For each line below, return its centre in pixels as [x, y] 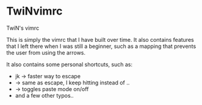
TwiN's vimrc [23, 28]
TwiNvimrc [34, 11]
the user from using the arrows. [46, 52]
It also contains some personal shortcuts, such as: [70, 64]
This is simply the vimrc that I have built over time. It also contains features [100, 39]
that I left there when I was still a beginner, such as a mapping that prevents [101, 46]
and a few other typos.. [45, 95]
